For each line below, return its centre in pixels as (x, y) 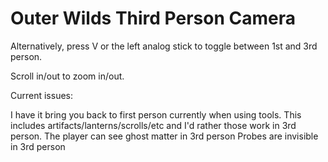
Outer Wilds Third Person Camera (153, 18)
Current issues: (42, 95)
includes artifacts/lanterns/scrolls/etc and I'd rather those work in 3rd (153, 125)
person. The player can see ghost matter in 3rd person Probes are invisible (164, 136)
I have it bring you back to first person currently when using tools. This (156, 114)
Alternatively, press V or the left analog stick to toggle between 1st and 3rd (164, 46)
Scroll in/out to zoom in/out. (67, 76)
